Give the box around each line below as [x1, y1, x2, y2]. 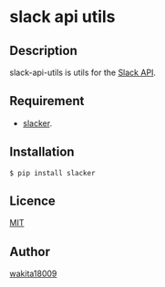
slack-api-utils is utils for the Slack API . [9, 67, 157, 78]
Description [9, 43, 77, 58]
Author [9, 244, 50, 260]
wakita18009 [9, 268, 57, 280]
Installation [9, 144, 75, 160]
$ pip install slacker [9, 168, 96, 177]
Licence [9, 194, 57, 209]
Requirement [9, 93, 85, 109]
